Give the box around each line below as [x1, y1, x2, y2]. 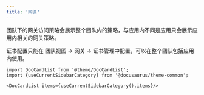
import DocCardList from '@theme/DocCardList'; [6, 66, 129, 73]
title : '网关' [6, 9, 41, 15]
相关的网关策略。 [16, 34, 59, 41]
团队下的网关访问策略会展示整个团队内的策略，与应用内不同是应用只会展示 [6, 26, 192, 33]
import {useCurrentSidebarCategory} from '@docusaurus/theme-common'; [6, 72, 189, 78]
